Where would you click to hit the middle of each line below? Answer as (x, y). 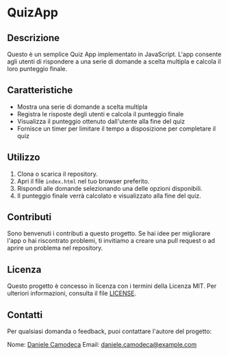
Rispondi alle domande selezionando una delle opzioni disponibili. (110, 188)
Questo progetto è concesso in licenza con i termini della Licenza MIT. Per (112, 286)
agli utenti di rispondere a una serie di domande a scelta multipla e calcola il (114, 62)
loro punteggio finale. (37, 69)
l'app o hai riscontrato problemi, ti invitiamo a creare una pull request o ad (111, 241)
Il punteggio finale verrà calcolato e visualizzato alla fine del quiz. (109, 196)
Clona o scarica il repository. (57, 174)
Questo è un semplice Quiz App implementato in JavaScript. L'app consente (114, 54)
